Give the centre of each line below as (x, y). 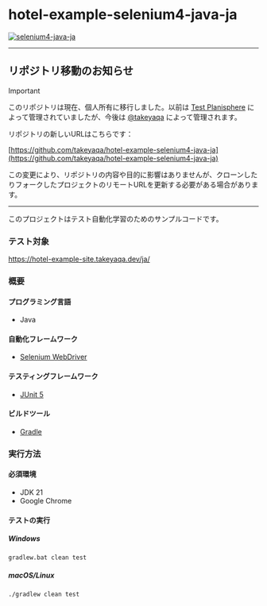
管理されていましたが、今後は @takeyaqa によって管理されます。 (135, 117)
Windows (25, 538)
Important (24, 91)
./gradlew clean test (44, 594)
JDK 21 (31, 492)
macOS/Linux (31, 575)
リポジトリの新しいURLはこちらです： (71, 133)
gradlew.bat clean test (48, 558)
